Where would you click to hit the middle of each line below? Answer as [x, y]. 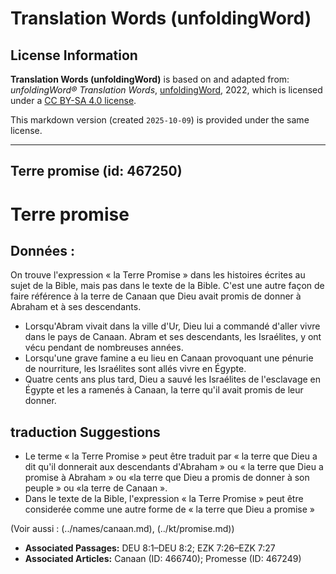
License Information [74, 55]
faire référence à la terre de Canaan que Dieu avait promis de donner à [156, 296]
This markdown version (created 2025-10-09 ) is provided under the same [160, 120]
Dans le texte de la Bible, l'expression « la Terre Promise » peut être [164, 499]
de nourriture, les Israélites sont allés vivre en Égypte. [135, 369]
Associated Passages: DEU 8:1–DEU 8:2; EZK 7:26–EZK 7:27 [150, 548]
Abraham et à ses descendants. [76, 307]
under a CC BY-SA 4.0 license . [73, 100]
